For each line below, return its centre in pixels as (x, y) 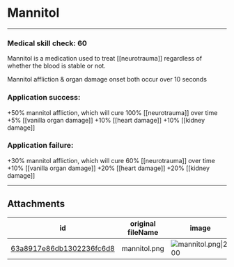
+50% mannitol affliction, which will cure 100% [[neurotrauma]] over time (112, 112)
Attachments (36, 204)
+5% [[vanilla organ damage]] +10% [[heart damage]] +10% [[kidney (106, 120)
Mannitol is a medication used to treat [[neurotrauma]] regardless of (105, 59)
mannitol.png (143, 248)
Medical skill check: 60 (47, 43)
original (143, 223)
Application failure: (40, 146)
